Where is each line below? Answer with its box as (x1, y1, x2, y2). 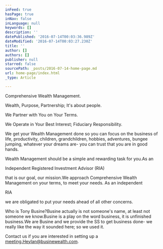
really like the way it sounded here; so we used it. (5, 224, 104, 229)
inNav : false (5, 16, 32, 21)
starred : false (5, 62, 36, 66)
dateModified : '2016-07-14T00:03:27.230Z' (5, 39, 93, 44)
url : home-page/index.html (5, 71, 60, 76)
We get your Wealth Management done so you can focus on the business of (5, 130, 158, 137)
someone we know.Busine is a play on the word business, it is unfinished (5, 213, 151, 219)
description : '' (5, 30, 38, 35)
